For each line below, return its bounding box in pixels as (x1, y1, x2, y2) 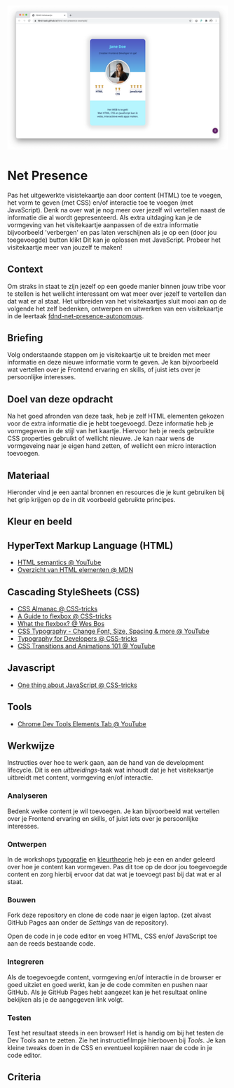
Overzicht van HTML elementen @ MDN (17, 566, 134, 574)
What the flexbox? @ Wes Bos (17, 619, 105, 627)
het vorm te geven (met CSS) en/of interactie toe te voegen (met (7, 198, 194, 207)
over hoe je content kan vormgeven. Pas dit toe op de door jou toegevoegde (7, 863, 228, 871)
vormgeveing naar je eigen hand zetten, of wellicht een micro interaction (7, 442, 216, 450)
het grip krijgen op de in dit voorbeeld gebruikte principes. (7, 495, 176, 503)
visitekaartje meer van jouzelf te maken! (7, 243, 123, 251)
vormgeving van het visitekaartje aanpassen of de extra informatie (7, 220, 199, 229)
